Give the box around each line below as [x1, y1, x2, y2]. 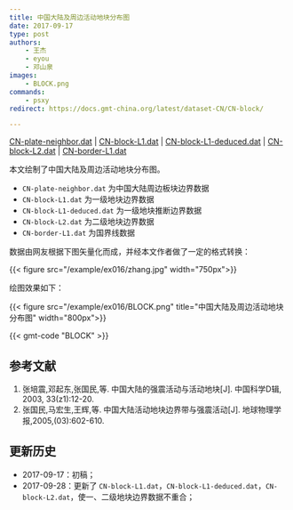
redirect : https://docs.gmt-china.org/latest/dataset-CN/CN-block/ [9, 104, 265, 113]
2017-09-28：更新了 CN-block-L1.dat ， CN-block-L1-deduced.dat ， [21, 480, 266, 490]
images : [9, 71, 38, 80]
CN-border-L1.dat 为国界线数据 [21, 228, 136, 239]
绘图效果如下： [9, 282, 64, 294]
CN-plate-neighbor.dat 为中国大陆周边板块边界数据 [21, 183, 210, 194]
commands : [9, 87, 46, 96]
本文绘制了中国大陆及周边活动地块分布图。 [9, 164, 165, 174]
